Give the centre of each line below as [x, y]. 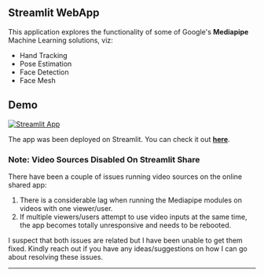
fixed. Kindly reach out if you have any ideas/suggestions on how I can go [128, 248]
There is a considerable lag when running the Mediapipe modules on [130, 200]
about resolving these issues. [56, 257]
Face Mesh [38, 80]
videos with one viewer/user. [66, 208]
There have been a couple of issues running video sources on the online [125, 177]
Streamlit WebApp [54, 13]
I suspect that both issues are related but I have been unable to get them [126, 240]
